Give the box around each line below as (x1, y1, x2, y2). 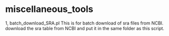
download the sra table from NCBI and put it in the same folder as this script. (5, 25, 164, 31)
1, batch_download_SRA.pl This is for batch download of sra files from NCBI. (5, 20, 164, 26)
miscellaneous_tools (5, 3, 93, 15)
